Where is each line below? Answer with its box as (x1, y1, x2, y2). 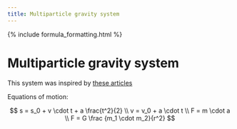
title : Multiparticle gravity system (7, 10, 120, 18)
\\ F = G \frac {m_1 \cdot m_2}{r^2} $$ (64, 113, 176, 122)
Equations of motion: (7, 92, 69, 100)
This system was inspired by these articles (7, 78, 133, 87)
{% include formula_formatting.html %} (7, 30, 123, 38)
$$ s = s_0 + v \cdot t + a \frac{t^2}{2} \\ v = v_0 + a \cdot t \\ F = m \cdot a (9, 106, 231, 115)
